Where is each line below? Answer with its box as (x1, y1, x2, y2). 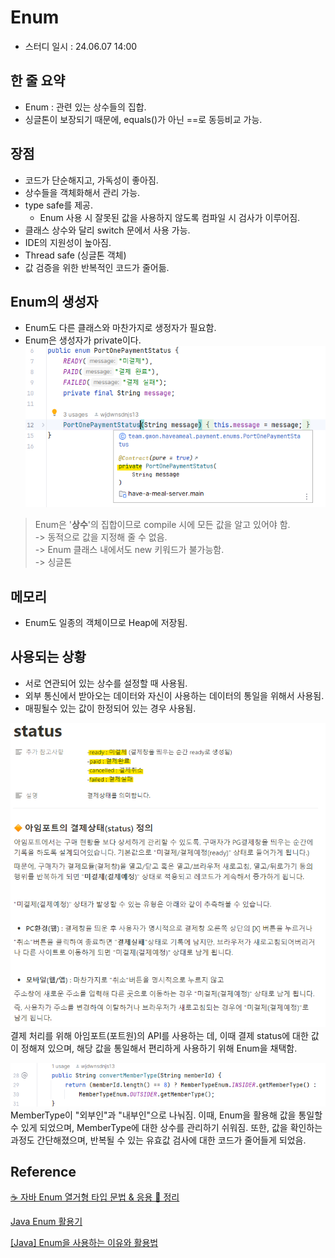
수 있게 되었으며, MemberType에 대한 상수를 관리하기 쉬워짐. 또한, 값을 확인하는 (10, 1121, 323, 1133)
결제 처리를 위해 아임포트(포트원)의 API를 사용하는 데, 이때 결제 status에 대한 (10, 1030, 309, 1042)
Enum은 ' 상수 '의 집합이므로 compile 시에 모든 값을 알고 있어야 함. (34, 519, 291, 531)
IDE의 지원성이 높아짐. (24, 236, 112, 248)
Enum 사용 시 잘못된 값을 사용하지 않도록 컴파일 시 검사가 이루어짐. (39, 211, 301, 223)
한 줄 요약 (10, 72, 66, 90)
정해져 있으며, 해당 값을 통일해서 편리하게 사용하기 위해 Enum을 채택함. (20, 1042, 298, 1055)
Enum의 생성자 (10, 293, 99, 310)
